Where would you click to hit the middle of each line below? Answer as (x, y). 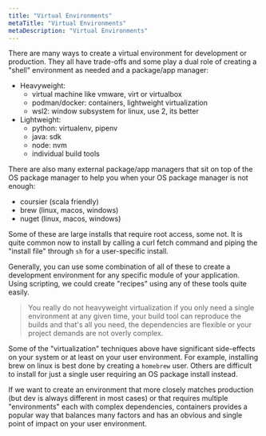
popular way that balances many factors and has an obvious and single (125, 415)
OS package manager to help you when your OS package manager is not (129, 178)
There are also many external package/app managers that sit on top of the (131, 170)
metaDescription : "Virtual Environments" (78, 30)
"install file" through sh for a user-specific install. (89, 251)
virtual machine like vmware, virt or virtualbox (107, 94)
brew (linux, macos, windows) (69, 210)
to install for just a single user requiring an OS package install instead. (123, 374)
